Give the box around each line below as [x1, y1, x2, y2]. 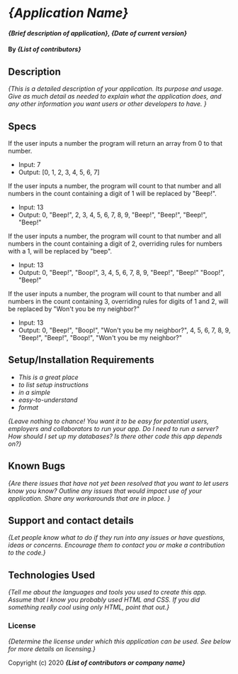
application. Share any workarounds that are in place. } [8, 494, 171, 502]
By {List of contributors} [8, 45, 81, 54]
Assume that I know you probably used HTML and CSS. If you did [8, 595, 200, 604]
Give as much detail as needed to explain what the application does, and [8, 92, 222, 101]
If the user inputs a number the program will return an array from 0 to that [8, 139, 222, 147]
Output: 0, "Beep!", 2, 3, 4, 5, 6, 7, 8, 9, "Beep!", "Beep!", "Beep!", [18, 211, 208, 219]
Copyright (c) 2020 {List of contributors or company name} [8, 658, 186, 667]
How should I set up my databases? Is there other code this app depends [8, 432, 222, 440]
